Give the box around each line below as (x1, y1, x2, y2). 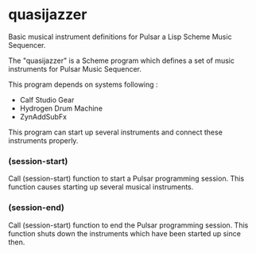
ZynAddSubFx (19, 111, 68, 121)
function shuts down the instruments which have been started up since (8, 228, 241, 238)
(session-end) (8, 202, 65, 213)
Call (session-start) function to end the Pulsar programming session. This (8, 220, 249, 230)
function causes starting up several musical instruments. (8, 182, 194, 192)
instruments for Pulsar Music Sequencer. (8, 64, 142, 73)
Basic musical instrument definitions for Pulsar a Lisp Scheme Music (8, 32, 232, 41)
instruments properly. (8, 135, 79, 145)
